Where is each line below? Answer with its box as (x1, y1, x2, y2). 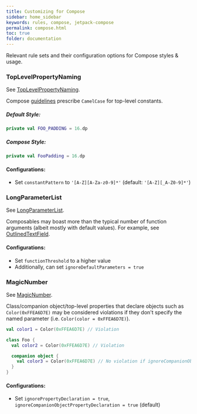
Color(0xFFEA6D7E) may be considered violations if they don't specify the (6, 308, 182, 315)
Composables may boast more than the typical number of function (6, 218, 167, 225)
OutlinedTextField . (6, 230, 50, 237)
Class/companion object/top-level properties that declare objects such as (6, 303, 184, 310)
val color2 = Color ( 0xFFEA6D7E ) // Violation (11, 342, 125, 348)
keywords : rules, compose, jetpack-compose (6, 19, 114, 25)
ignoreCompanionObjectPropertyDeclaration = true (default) (14, 401, 161, 408)
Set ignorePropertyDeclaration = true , (14, 395, 110, 402)
